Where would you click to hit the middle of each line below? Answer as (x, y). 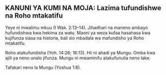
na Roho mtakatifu (34, 16)
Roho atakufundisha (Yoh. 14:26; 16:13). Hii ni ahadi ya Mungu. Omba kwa (80, 52)
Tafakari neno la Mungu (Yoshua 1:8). (43, 67)
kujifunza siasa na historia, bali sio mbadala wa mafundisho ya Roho (75, 38)
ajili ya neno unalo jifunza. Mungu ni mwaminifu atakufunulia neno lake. (78, 58)
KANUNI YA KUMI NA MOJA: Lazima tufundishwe (83, 8)
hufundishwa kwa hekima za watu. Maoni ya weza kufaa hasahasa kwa (78, 33)
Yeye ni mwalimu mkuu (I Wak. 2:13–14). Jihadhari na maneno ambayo (77, 27)
